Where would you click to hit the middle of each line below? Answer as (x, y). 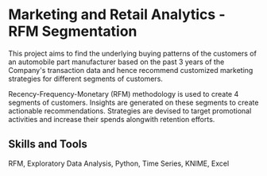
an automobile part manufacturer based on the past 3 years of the (116, 62)
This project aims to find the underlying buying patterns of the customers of (132, 53)
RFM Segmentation (73, 31)
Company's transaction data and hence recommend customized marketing (131, 70)
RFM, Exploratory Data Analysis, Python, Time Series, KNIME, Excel (119, 163)
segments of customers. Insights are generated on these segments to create (133, 102)
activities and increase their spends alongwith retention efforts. (112, 119)
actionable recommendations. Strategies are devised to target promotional (130, 111)
